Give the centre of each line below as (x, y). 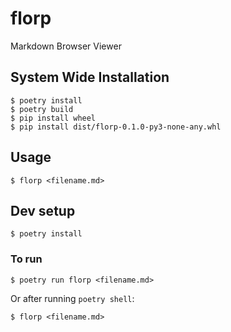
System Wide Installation (90, 77)
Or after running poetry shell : (72, 298)
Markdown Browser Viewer (66, 46)
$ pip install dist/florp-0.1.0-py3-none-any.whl (116, 127)
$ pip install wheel (53, 118)
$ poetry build (42, 109)
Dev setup (43, 210)
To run (26, 259)
